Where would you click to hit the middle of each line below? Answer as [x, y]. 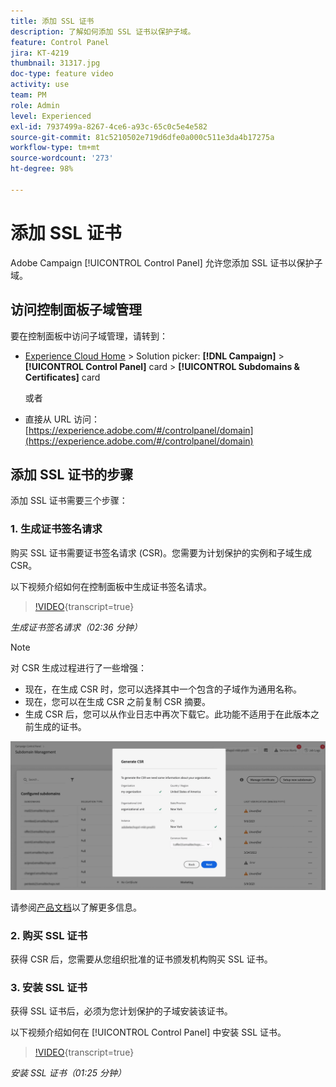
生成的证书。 [60, 726]
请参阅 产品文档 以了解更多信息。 [76, 907]
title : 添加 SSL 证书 [52, 21]
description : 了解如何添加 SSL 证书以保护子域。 [103, 31]
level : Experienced [51, 116]
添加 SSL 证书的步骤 [72, 474]
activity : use [40, 85]
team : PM [28, 95]
